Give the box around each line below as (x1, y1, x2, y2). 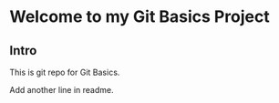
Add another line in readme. (9, 85, 114, 95)
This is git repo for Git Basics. (9, 67, 120, 77)
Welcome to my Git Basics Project (9, 6, 271, 27)
